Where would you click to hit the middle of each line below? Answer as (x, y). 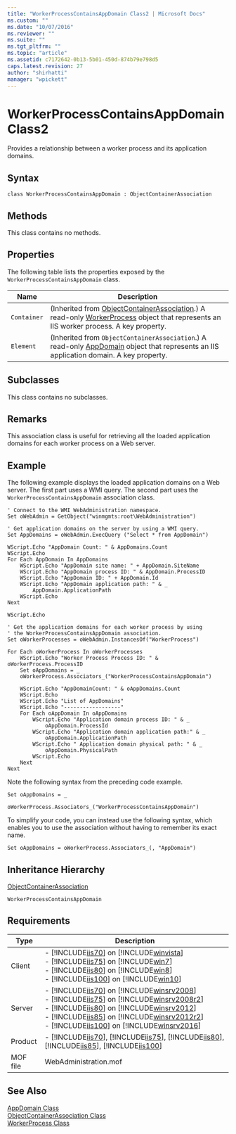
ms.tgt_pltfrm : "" (34, 46)
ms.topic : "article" (38, 53)
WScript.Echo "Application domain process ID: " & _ (111, 720)
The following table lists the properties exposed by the (86, 272)
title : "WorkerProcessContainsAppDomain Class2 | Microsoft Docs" (106, 14)
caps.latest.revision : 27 (45, 66)
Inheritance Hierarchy (56, 869)
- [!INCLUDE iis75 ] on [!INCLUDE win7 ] (109, 961)
